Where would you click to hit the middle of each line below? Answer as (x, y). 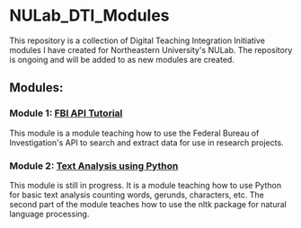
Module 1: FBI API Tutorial (66, 113)
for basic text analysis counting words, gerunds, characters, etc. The (137, 195)
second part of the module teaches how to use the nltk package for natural (148, 204)
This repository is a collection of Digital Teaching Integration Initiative (137, 40)
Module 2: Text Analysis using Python (94, 165)
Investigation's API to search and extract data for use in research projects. (147, 142)
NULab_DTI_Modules (89, 16)
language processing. (49, 214)
